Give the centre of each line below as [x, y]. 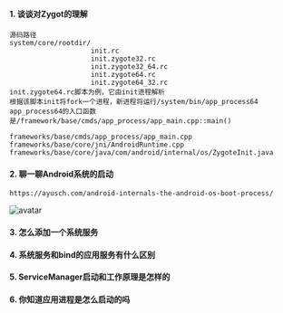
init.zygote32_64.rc [129, 67]
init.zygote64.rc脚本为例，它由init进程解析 [87, 92]
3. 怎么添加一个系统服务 [54, 232]
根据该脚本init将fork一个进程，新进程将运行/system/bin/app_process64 [134, 102]
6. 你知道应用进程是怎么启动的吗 [70, 299]
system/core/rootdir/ [50, 43]
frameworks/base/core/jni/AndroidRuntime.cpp [97, 145]
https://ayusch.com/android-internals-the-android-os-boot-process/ [141, 194]
